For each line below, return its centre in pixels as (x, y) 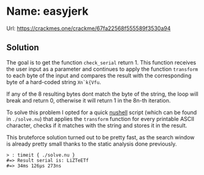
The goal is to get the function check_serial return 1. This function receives (101, 62)
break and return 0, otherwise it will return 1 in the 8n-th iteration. (89, 100)
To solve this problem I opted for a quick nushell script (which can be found (102, 112)
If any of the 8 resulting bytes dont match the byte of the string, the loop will (102, 94)
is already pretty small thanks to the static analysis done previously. (92, 144)
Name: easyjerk (47, 11)
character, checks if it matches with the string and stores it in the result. (97, 125)
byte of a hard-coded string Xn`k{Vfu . (54, 82)
